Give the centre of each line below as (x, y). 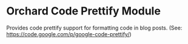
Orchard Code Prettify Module (83, 11)
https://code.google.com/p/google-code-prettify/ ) (69, 34)
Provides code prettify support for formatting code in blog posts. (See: (94, 28)
